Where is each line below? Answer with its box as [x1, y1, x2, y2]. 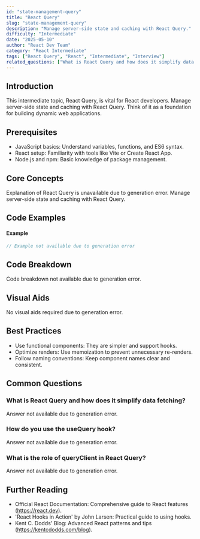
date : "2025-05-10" [6, 37, 55, 43]
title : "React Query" [6, 14, 60, 20]
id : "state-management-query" [6, 8, 82, 15]
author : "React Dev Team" [6, 43, 71, 49]
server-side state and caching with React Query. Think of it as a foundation [6, 103, 192, 111]
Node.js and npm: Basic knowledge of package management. [14, 156, 167, 163]
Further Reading [6, 484, 68, 495]
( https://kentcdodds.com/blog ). [14, 526, 93, 533]
